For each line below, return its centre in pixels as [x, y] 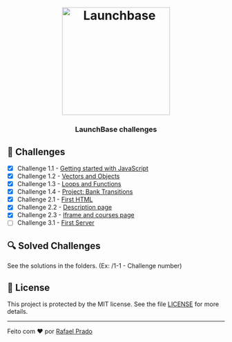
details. [18, 312]
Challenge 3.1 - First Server [56, 223]
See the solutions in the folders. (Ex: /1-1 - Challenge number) [95, 266]
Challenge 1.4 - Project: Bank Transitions [75, 192]
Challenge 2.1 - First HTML [55, 199]
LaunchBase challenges [116, 130]
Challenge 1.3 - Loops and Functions [69, 184]
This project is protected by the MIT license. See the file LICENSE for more [113, 304]
